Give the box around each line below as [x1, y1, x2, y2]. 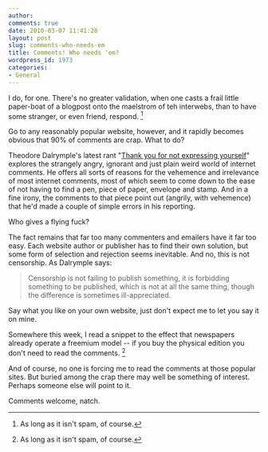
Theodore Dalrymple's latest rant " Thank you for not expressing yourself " [8, 151, 250, 161]
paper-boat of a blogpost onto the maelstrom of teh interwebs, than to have [8, 101, 257, 111]
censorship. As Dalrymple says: [8, 258, 112, 268]
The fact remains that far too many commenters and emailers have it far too [8, 232, 257, 242]
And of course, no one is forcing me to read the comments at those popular [8, 363, 257, 373]
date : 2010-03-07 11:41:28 [8, 26, 98, 34]
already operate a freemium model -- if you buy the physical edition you [8, 339, 245, 348]
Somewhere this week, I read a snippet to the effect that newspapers [8, 330, 235, 339]
